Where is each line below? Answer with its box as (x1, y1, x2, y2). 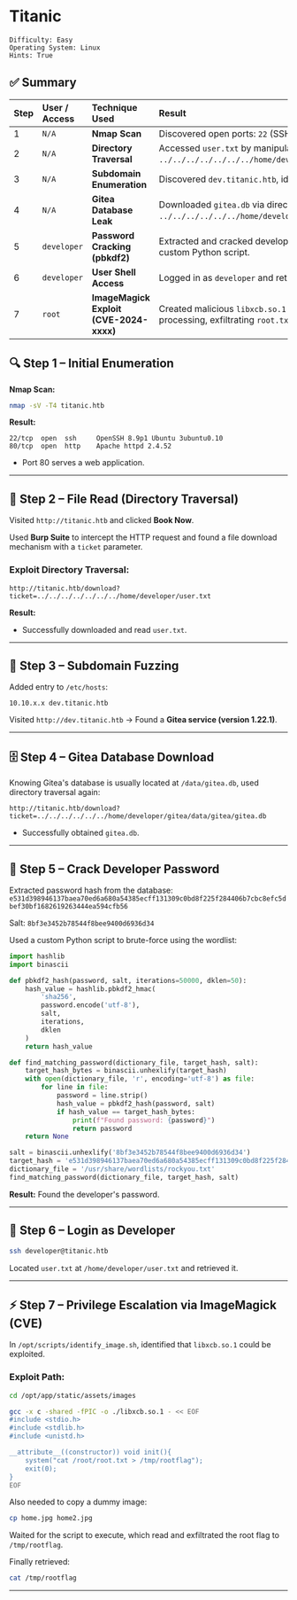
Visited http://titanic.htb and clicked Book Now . (9, 515, 194, 526)
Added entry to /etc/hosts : (9, 682, 109, 692)
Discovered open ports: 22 (158, 127, 268, 139)
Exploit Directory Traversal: (9, 564, 130, 576)
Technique (91, 101, 138, 113)
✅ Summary (9, 75, 77, 90)
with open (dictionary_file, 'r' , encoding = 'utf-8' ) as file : (25, 1074, 255, 1083)
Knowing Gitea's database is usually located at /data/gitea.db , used (9, 777, 259, 788)
